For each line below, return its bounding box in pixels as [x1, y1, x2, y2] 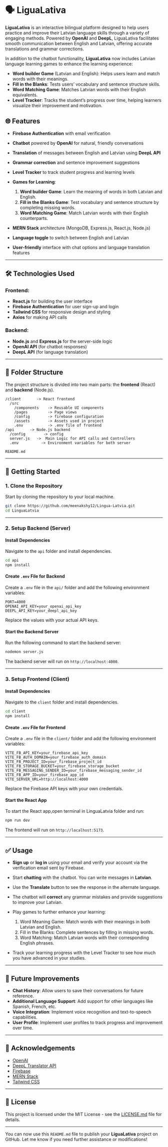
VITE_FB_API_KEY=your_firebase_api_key [5, 751, 88, 756]
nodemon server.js [5, 649, 43, 654]
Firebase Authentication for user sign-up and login [12, 304, 119, 310]
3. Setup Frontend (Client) [5, 675, 69, 682]
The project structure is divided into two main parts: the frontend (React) [5, 381, 156, 387]
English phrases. [19, 940, 54, 946]
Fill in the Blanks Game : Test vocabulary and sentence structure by [19, 199, 159, 205]
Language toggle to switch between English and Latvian [12, 235, 129, 241]
